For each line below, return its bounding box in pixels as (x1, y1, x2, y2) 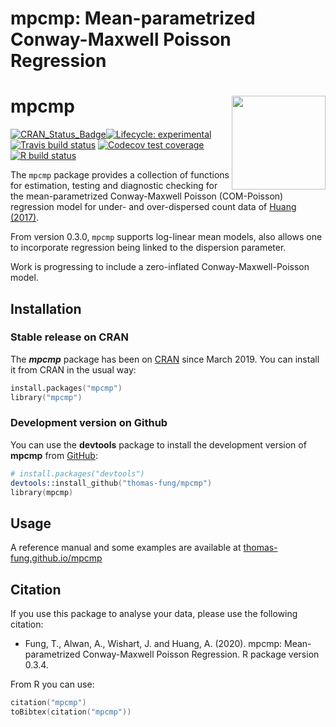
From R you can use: (10, 678, 95, 691)
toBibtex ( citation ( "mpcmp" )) (10, 707, 132, 717)
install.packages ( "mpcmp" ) (10, 383, 123, 393)
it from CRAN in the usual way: (10, 363, 137, 376)
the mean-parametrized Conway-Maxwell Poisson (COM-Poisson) (10, 190, 284, 202)
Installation (10, 300, 82, 317)
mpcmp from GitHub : (10, 449, 98, 461)
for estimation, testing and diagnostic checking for (10, 180, 218, 192)
